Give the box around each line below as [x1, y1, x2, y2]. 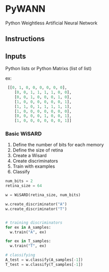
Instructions [5, 35, 45, 43]
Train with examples [12, 163, 55, 169]
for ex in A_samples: [5, 225, 51, 230]
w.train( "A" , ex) [10, 229, 47, 234]
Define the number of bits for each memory [12, 142, 104, 148]
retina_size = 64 [5, 184, 42, 189]
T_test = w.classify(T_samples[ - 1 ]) [5, 262, 83, 267]
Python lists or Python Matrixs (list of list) [5, 66, 92, 72]
